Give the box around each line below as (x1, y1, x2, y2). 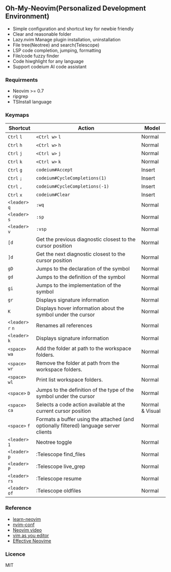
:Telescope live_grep (36, 463, 85, 470)
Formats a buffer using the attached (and (36, 416, 134, 423)
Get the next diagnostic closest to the (36, 251, 126, 258)
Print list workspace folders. (36, 376, 103, 383)
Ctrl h (8, 142, 23, 148)
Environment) (5, 12, 50, 21)
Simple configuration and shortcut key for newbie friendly (12, 26, 134, 32)
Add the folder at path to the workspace (36, 345, 131, 352)
